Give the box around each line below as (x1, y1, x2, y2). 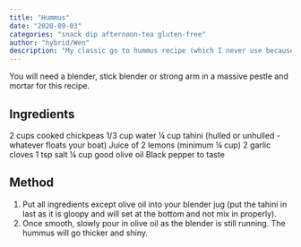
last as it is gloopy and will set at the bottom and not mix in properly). (21, 208, 278, 219)
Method (9, 175, 55, 191)
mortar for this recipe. (9, 81, 90, 91)
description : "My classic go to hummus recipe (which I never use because (9, 47, 295, 55)
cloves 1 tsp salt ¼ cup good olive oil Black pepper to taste (9, 149, 226, 159)
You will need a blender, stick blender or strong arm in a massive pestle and (9, 71, 288, 81)
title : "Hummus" (9, 13, 70, 22)
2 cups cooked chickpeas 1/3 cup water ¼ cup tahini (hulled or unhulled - (9, 130, 280, 141)
